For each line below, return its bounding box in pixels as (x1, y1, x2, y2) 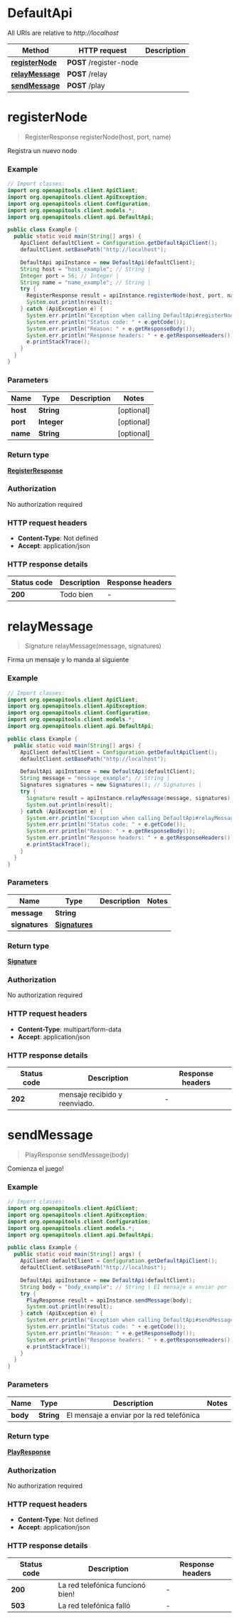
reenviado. (59, 1098, 95, 1108)
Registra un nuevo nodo (7, 146, 78, 154)
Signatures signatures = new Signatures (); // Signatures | (20, 782, 202, 789)
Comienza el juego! (7, 1164, 64, 1172)
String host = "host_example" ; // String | (20, 265, 152, 273)
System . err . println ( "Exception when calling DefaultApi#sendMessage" (26, 1317, 237, 1324)
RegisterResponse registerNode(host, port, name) (24, 132, 171, 141)
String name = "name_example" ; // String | (20, 279, 152, 286)
